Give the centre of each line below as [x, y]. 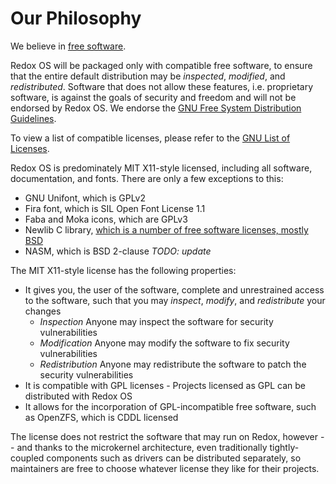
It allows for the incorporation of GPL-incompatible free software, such [170, 406]
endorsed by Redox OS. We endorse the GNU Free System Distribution [156, 108]
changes [43, 311]
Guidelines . [33, 118]
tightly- [284, 447]
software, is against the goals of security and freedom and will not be [153, 97]
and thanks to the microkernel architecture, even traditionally [142, 447]
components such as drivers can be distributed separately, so [174, 458]
